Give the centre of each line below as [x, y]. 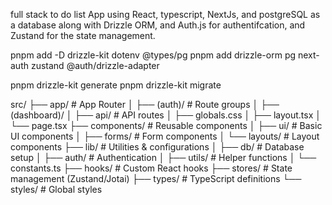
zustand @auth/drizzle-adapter [95, 65]
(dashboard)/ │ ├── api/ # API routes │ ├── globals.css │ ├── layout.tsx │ [166, 115]
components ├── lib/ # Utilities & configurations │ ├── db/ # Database [157, 147]
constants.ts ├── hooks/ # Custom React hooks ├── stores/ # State [151, 168]
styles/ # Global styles [56, 189]
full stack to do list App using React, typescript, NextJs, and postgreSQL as [165, 14]
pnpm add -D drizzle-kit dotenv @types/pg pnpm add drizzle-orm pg [153, 55]
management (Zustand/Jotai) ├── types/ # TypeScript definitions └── [156, 178]
